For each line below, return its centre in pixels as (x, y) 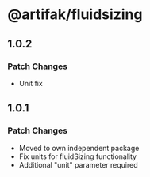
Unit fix (31, 83)
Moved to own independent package (79, 148)
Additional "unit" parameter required (78, 164)
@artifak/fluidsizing (75, 15)
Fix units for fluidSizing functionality (77, 156)
